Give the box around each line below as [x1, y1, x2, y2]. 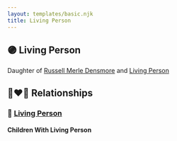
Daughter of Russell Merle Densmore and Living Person [7, 67, 170, 75]
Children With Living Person [7, 125, 92, 135]
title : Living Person [7, 17, 72, 24]
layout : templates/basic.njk [7, 10, 93, 18]
